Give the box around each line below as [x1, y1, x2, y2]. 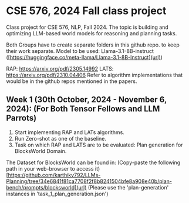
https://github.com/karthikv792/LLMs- [8, 171, 101, 178]
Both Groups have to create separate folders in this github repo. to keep [6, 41, 180, 48]
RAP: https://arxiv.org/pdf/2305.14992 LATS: [6, 65, 114, 72]
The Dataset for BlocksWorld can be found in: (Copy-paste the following [6, 159, 181, 166]
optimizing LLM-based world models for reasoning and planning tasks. [6, 29, 177, 36]
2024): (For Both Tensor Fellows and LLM [6, 104, 160, 114]
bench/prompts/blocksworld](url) [6, 184, 87, 191]
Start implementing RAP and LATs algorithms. [14, 128, 125, 136]
